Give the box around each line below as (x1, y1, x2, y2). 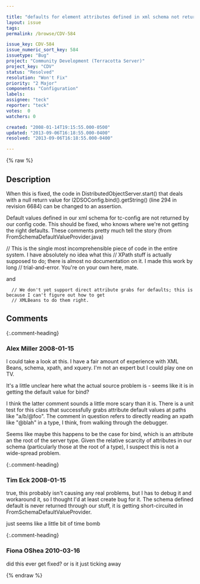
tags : (6, 25, 20, 31)
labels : (6, 91, 26, 97)
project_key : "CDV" (6, 63, 55, 69)
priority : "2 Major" (6, 80, 58, 86)
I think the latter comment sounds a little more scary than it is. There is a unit (6, 400, 194, 407)
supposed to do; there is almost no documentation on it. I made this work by (6, 257, 193, 264)
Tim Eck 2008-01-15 (6, 475, 67, 484)
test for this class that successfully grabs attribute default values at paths (6, 406, 186, 413)
